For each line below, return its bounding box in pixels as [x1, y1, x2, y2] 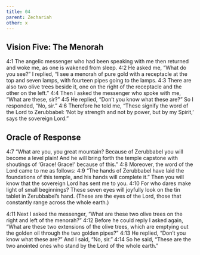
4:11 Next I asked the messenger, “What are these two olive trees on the [6, 210, 183, 217]
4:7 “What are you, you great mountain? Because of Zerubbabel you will [6, 148, 183, 155]
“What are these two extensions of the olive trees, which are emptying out [6, 223, 189, 230]
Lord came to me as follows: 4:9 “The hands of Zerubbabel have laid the [6, 167, 184, 174]
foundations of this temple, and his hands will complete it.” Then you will [6, 174, 184, 180]
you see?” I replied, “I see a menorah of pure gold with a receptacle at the [6, 70, 188, 78]
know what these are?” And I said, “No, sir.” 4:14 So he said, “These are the [6, 236, 192, 242]
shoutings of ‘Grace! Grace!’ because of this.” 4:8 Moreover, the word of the [6, 161, 193, 168]
